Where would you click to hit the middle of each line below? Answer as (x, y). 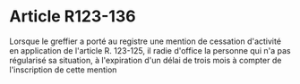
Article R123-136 (73, 17)
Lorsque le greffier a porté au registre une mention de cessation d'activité (146, 41)
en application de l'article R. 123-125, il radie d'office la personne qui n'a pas (150, 50)
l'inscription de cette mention (63, 70)
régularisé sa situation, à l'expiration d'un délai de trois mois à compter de (146, 60)
